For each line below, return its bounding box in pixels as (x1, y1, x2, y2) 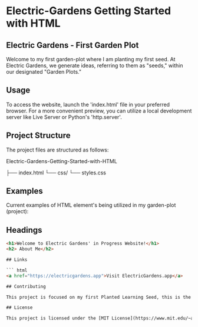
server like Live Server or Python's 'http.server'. (6, 113, 122, 120)
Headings (6, 225, 42, 235)
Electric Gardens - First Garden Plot (6, 40, 139, 50)
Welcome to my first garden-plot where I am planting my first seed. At (6, 56, 176, 62)
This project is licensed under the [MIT (6, 315, 110, 322)
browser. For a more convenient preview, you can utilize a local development (6, 107, 192, 114)
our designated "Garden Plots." (6, 68, 82, 75)
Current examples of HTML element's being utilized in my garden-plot (6, 202, 176, 209)
